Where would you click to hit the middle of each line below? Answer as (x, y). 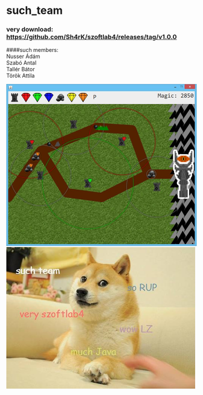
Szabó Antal (21, 63)
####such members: (32, 50)
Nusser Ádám (23, 56)
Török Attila (21, 75)
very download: (30, 30)
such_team (35, 11)
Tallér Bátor (21, 69)
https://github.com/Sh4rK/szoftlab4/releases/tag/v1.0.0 (92, 37)
